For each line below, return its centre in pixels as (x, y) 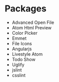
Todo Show (23, 59)
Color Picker (25, 33)
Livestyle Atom (27, 54)
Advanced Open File (33, 22)
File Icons (22, 43)
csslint (19, 75)
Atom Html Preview (32, 27)
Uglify (18, 65)
